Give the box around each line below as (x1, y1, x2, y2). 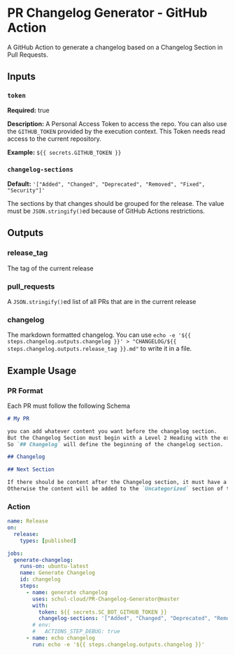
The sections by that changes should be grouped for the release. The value (7, 199, 225, 207)
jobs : (7, 550, 23, 557)
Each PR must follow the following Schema (7, 401, 131, 410)
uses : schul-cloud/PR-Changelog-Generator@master (32, 595, 180, 602)
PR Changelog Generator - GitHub (7, 5, 208, 21)
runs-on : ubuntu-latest (20, 563, 90, 570)
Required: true (7, 106, 50, 114)
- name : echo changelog (25, 635, 96, 642)
